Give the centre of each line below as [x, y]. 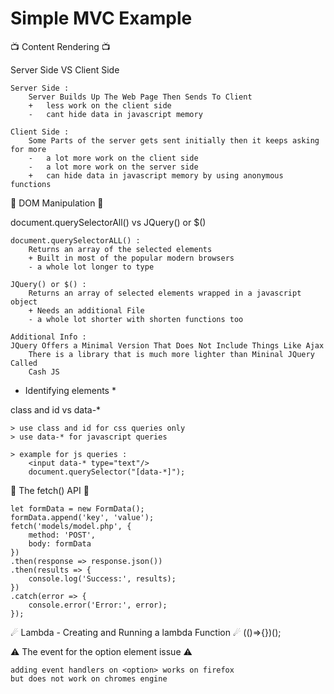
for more [28, 149]
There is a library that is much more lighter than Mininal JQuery [171, 354]
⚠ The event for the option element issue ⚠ [101, 651]
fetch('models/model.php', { [71, 526]
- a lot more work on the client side [113, 158]
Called [24, 363]
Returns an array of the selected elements [120, 249]
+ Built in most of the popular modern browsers [131, 258]
